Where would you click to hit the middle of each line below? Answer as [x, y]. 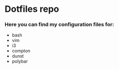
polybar [20, 61]
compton [21, 51]
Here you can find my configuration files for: [59, 25]
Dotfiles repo [32, 9]
